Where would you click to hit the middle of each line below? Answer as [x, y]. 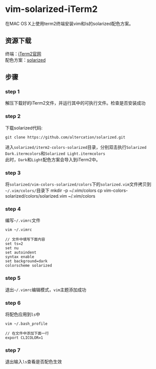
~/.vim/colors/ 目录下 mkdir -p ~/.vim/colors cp [54, 191]
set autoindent [21, 252]
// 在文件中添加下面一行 [27, 333]
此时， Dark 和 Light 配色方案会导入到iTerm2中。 [53, 159]
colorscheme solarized [29, 266]
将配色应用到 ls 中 [23, 314]
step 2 [13, 117]
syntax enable [20, 257]
